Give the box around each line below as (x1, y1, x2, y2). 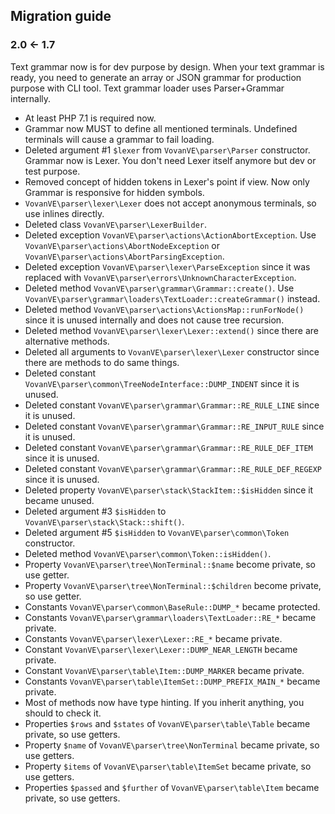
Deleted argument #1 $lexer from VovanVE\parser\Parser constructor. (24, 144, 311, 156)
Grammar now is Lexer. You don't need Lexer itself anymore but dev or (24, 154, 317, 166)
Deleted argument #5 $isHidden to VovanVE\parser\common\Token (24, 526, 290, 538)
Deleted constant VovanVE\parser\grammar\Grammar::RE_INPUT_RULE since (24, 420, 325, 432)
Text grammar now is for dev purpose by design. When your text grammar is (10, 60, 325, 73)
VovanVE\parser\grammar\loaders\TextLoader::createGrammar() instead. (24, 292, 321, 304)
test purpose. (24, 165, 81, 177)
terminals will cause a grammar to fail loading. (24, 133, 215, 145)
